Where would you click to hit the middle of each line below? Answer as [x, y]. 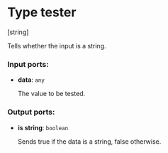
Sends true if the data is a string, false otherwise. [89, 141]
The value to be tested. [51, 94]
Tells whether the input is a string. [57, 46]
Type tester [42, 12]
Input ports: [28, 64]
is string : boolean [43, 127]
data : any [31, 80]
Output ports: [31, 112]
